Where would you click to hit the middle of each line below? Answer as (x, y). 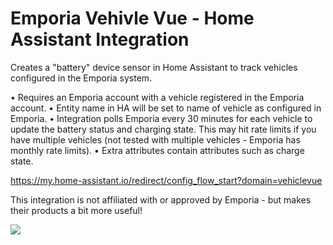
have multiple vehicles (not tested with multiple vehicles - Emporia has (155, 139)
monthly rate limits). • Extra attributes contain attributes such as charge (157, 150)
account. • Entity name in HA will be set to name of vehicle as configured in (166, 108)
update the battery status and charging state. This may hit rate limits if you (163, 129)
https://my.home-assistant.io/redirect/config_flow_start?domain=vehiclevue (166, 180)
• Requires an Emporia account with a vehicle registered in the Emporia (157, 97)
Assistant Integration (100, 39)
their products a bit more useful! (76, 210)
